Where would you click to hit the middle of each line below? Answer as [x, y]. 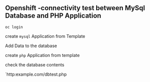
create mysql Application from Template [45, 36]
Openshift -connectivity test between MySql [75, 8]
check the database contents [35, 65]
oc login [14, 27]
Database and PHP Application [53, 16]
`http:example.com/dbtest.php [36, 74]
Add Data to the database [31, 46]
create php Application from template [42, 55]
